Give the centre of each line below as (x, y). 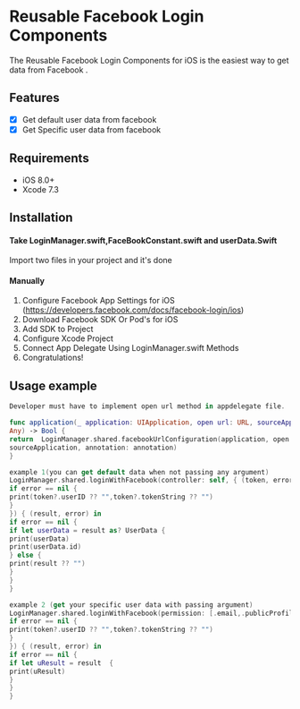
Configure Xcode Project (67, 338)
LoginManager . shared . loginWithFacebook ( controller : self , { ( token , (139, 481)
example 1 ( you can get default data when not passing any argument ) (139, 472)
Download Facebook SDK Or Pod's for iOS (100, 320)
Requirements (49, 158)
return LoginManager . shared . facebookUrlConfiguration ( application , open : (151, 439)
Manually (27, 280)
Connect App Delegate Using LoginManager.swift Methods (130, 348)
